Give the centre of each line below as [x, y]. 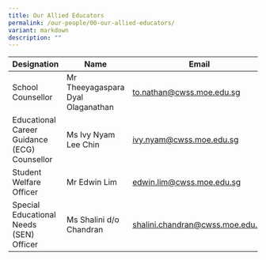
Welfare [27, 183]
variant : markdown [38, 30]
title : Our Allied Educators [56, 15]
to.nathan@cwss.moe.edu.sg [186, 92]
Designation [36, 64]
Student [27, 172]
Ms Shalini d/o [93, 220]
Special [26, 205]
